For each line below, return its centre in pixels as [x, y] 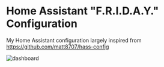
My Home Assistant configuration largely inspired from [74, 40]
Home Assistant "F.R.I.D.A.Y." [83, 11]
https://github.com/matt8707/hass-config [58, 47]
